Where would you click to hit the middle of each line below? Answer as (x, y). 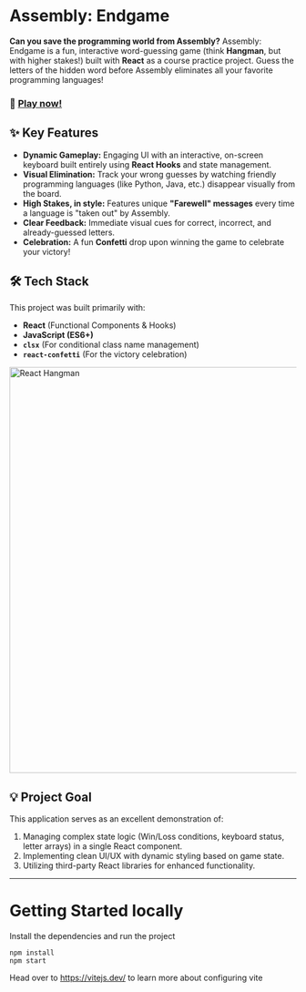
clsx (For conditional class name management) (111, 345)
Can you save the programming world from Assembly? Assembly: (136, 41)
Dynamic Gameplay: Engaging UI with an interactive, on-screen (143, 155)
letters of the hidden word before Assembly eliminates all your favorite (141, 70)
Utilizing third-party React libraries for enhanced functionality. (139, 865)
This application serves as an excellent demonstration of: (117, 819)
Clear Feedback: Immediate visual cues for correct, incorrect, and (147, 222)
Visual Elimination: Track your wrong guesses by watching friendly (149, 174)
